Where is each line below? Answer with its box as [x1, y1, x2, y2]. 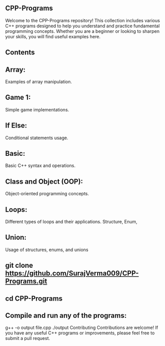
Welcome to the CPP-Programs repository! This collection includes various [5, 17, 160, 23]
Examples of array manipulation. [5, 79, 72, 85]
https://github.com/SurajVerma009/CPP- [5, 269, 139, 278]
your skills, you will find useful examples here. [5, 33, 101, 39]
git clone [5, 261, 34, 270]
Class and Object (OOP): [5, 177, 83, 186]
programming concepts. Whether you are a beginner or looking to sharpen [5, 28, 160, 34]
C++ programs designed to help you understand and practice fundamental [5, 23, 160, 29]
